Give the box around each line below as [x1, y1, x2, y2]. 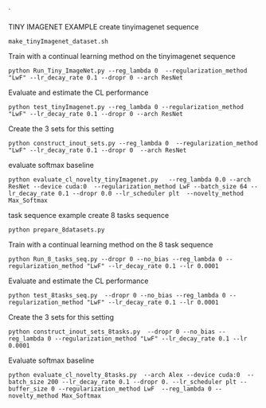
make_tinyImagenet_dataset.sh [8, 37, 109, 45]
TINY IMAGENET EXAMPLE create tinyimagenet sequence [8, 22, 199, 31]
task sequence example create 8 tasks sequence [8, 211, 170, 220]
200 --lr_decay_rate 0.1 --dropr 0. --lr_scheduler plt [47, 378, 237, 386]
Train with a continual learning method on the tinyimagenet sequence [8, 52, 237, 60]
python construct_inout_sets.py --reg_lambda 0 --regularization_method [8, 139, 259, 147]
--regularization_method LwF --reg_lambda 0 [58, 385, 213, 393]
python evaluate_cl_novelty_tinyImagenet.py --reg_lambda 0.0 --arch [8, 176, 251, 184]
